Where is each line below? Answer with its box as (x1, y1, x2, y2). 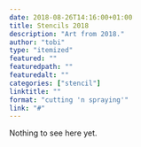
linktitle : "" (9, 87, 62, 96)
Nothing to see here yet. (9, 128, 98, 138)
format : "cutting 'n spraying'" (9, 95, 129, 104)
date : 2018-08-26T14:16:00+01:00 (9, 12, 133, 22)
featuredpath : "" (9, 63, 74, 72)
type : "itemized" (9, 46, 74, 55)
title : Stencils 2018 (9, 21, 90, 30)
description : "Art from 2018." (9, 29, 125, 38)
